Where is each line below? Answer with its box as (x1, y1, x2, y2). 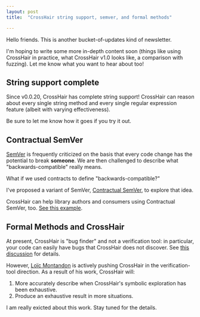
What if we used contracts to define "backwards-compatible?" (6, 175, 160, 182)
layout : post (6, 8, 39, 15)
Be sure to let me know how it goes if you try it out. (6, 118, 131, 125)
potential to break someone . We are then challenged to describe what (6, 157, 179, 164)
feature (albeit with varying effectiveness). (6, 106, 110, 113)
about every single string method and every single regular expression (6, 100, 177, 107)
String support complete (6, 77, 100, 87)
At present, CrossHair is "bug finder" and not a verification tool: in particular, (6, 237, 194, 245)
